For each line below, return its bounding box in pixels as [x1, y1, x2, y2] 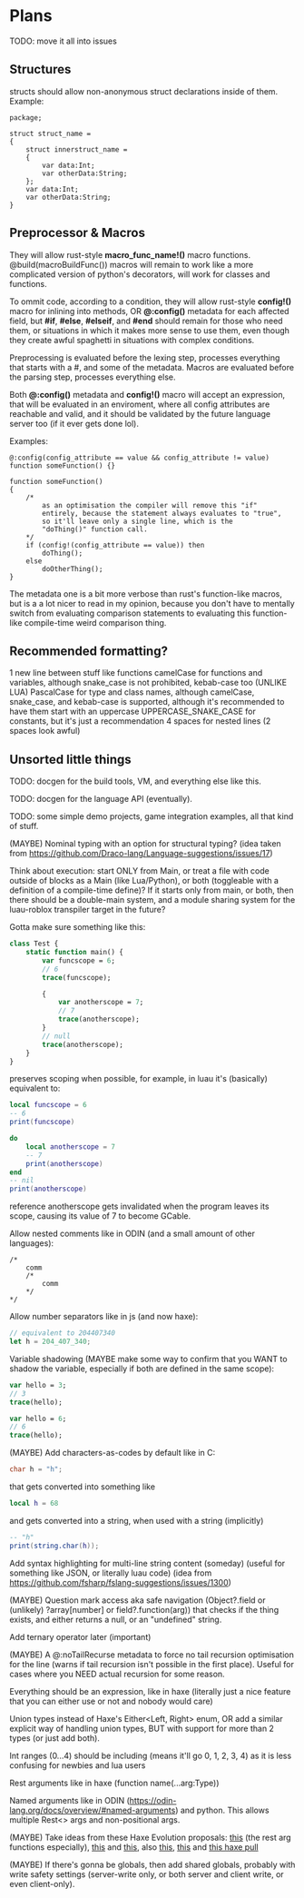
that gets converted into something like [9, 1481, 156, 1492]
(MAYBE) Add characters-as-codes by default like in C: [9, 1448, 216, 1458]
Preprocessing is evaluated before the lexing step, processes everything [9, 351, 280, 363]
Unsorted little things [9, 751, 132, 767]
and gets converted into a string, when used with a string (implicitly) [9, 1515, 264, 1526]
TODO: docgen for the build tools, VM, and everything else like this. [9, 776, 261, 786]
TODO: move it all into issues [9, 35, 118, 46]
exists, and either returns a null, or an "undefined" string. [9, 1614, 222, 1625]
